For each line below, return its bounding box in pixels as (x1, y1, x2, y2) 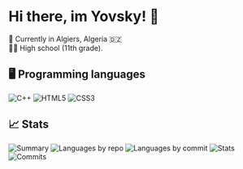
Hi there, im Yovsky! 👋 (8, 7, 160, 26)
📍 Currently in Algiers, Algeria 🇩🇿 (8, 34, 123, 44)
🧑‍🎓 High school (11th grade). (8, 43, 103, 53)
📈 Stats (8, 117, 50, 132)
